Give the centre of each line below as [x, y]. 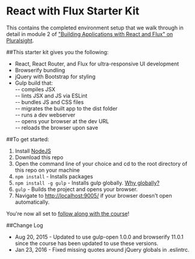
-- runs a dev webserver [45, 115]
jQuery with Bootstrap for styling [55, 76]
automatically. [32, 202]
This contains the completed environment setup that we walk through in [95, 28]
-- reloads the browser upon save [56, 127]
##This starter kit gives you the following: [58, 52]
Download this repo [39, 157]
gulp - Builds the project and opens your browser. [76, 189]
